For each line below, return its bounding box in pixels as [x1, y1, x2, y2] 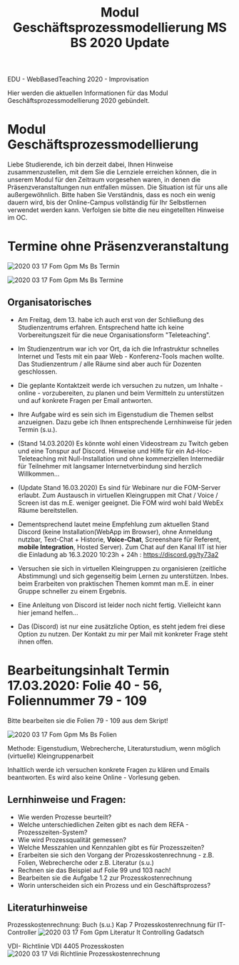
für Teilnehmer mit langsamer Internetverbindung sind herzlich [17, 461, 202, 470]
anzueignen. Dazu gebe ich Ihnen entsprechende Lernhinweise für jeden [17, 417, 233, 426]
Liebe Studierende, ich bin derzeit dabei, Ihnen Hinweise [7, 160, 173, 169]
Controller [7, 928, 37, 936]
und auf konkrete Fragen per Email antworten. [17, 396, 153, 404]
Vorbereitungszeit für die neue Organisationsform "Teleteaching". [17, 330, 210, 339]
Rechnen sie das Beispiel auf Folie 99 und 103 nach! [17, 866, 171, 874]
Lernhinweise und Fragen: [7, 794, 126, 806]
